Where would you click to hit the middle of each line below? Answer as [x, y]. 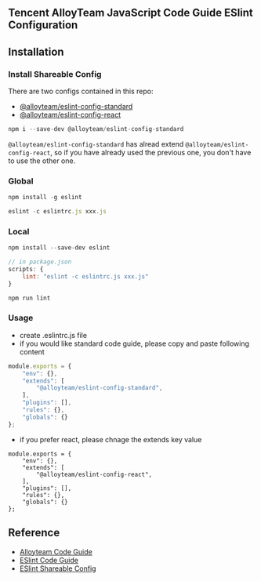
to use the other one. [42, 161]
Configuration [43, 25]
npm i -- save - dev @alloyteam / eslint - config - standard [96, 129]
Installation [36, 51]
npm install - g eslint [45, 198]
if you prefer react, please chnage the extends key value [111, 439]
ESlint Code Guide [49, 560]
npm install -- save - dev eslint [59, 248]
